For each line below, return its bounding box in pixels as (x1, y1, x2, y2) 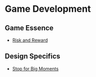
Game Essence (5, 24, 54, 32)
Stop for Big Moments (12, 65, 59, 72)
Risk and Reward (12, 37, 48, 43)
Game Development (5, 3, 91, 15)
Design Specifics (5, 52, 61, 61)
